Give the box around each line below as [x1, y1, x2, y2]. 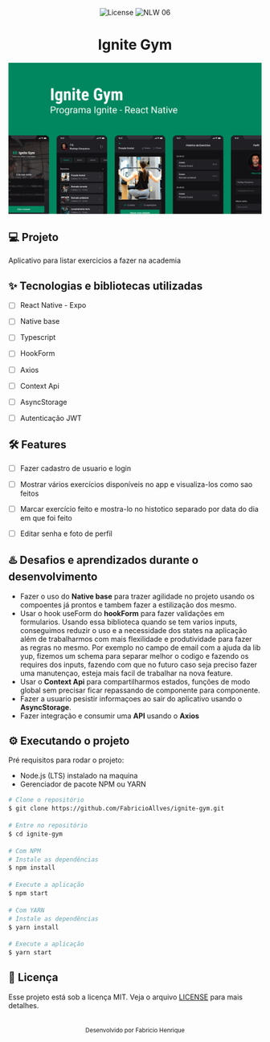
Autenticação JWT [19, 413, 82, 423]
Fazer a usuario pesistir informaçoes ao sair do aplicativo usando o [19, 693, 243, 703]
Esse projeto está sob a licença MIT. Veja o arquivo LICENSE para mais [8, 992, 243, 1002]
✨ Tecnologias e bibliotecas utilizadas [8, 279, 203, 292]
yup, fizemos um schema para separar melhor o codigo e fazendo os [19, 651, 249, 660]
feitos [19, 488, 39, 498]
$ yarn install [8, 923, 59, 931]
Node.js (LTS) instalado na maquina [19, 771, 138, 781]
